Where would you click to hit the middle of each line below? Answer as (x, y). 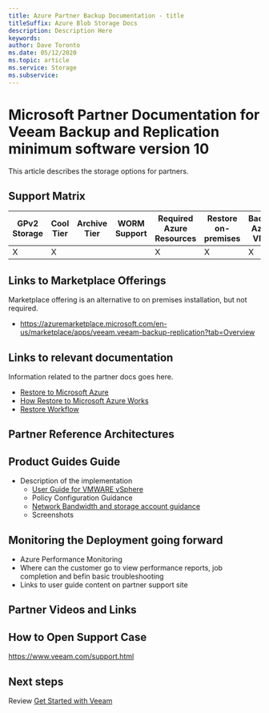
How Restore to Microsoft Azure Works (84, 401)
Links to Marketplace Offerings (87, 280)
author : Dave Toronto (44, 46)
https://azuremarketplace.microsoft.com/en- (93, 324)
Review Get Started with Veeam (60, 701)
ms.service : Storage (43, 68)
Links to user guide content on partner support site (104, 585)
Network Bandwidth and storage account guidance (116, 507)
